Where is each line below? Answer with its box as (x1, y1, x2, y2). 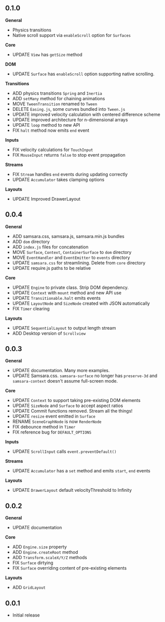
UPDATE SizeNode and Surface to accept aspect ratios (12, 403, 123, 409)
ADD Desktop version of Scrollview (12, 330, 86, 336)
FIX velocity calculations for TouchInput (12, 147, 93, 153)
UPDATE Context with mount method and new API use (12, 289, 122, 296)
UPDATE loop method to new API (12, 122, 81, 128)
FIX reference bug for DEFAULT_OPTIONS (12, 429, 92, 435)
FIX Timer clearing (12, 305, 50, 311)
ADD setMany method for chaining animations (12, 95, 105, 101)
